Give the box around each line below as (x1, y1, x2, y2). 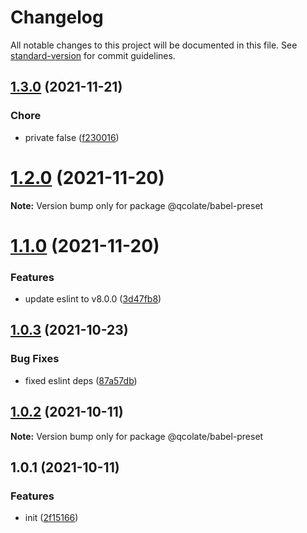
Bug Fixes (10, 352, 60, 366)
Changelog (10, 6, 104, 29)
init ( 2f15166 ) (24, 512, 79, 524)
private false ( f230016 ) (24, 131, 120, 143)
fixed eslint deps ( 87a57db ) (24, 374, 138, 386)
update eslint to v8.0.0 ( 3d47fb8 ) (24, 293, 162, 305)
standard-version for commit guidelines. (10, 49, 176, 61)
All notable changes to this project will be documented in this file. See (10, 39, 298, 51)
